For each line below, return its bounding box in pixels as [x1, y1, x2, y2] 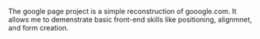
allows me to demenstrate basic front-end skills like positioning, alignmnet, [8, 15, 252, 24]
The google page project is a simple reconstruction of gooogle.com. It [8, 7, 237, 16]
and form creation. [8, 23, 69, 32]
